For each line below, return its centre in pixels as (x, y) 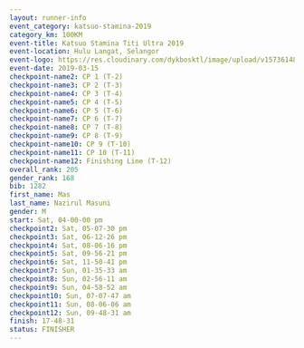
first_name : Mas (40, 195)
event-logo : (32, 60)
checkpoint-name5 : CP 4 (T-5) (66, 102)
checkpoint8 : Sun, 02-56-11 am (68, 279)
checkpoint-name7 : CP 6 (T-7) (66, 119)
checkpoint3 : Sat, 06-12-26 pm (68, 237)
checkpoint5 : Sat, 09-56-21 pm (68, 254)
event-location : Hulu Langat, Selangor (85, 52)
